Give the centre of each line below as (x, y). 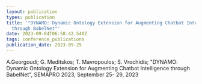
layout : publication (32, 12)
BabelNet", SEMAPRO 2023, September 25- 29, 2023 (72, 74)
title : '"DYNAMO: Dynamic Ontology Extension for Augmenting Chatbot (95, 23)
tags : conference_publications (45, 39)
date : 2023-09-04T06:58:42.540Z (47, 34)
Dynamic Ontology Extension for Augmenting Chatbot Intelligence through (98, 68)
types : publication (31, 17)
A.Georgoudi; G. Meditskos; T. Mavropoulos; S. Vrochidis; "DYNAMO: (92, 62)
